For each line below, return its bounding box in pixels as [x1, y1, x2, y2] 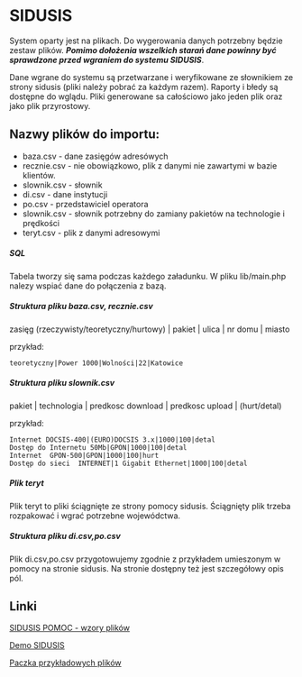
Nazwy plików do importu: [9, 127, 160, 142]
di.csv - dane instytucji [22, 188, 108, 199]
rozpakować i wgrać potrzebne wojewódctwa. [9, 510, 181, 521]
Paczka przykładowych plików [9, 657, 122, 668]
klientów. [22, 169, 56, 180]
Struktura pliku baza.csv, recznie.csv [9, 301, 153, 312]
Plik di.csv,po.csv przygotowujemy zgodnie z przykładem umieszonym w [9, 553, 281, 564]
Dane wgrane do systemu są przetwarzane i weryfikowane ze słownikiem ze [9, 71, 294, 82]
